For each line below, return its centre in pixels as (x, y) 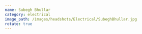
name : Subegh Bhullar (28, 10)
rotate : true (19, 24)
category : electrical (28, 14)
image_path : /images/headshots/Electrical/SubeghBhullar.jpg (71, 19)
